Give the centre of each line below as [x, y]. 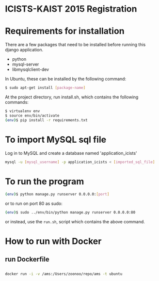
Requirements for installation [65, 31]
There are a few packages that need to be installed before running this [75, 45]
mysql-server [25, 65]
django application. [24, 50]
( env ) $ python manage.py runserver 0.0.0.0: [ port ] [57, 194]
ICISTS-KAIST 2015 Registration [71, 9]
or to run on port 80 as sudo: [34, 204]
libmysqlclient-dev [31, 69]
